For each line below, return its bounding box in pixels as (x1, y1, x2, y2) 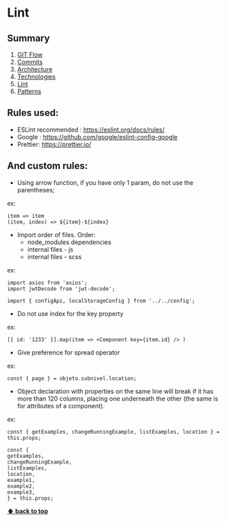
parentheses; (17, 185, 55, 194)
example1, (7, 476, 36, 483)
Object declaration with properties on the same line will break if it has (17, 387, 214, 395)
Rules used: (7, 107, 59, 119)
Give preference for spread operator (17, 348, 120, 357)
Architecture (17, 66, 53, 73)
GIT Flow (17, 50, 43, 59)
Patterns (17, 88, 41, 95)
